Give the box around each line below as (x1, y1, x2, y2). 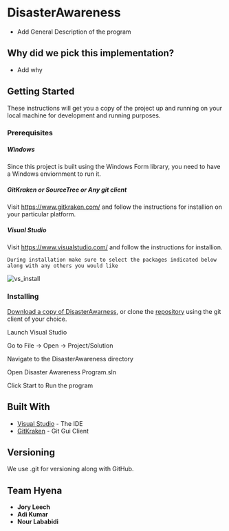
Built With (7, 401, 50, 413)
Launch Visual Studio (7, 328, 67, 336)
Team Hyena (7, 484, 63, 496)
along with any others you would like (7, 262, 118, 269)
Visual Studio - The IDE (17, 419, 83, 427)
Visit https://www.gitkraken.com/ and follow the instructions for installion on (7, 203, 222, 211)
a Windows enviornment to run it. (7, 170, 102, 178)
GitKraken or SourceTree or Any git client (7, 185, 127, 194)
